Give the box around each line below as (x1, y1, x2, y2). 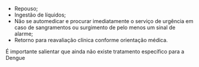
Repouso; (14, 5, 38, 12)
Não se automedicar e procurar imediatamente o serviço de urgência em (14, 18, 194, 24)
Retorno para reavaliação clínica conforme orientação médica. (14, 37, 168, 43)
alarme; (14, 30, 33, 37)
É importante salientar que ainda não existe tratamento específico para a (5, 48, 185, 55)
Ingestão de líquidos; (14, 11, 66, 18)
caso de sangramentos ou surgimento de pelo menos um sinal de (14, 24, 176, 31)
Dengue (5, 55, 25, 61)
